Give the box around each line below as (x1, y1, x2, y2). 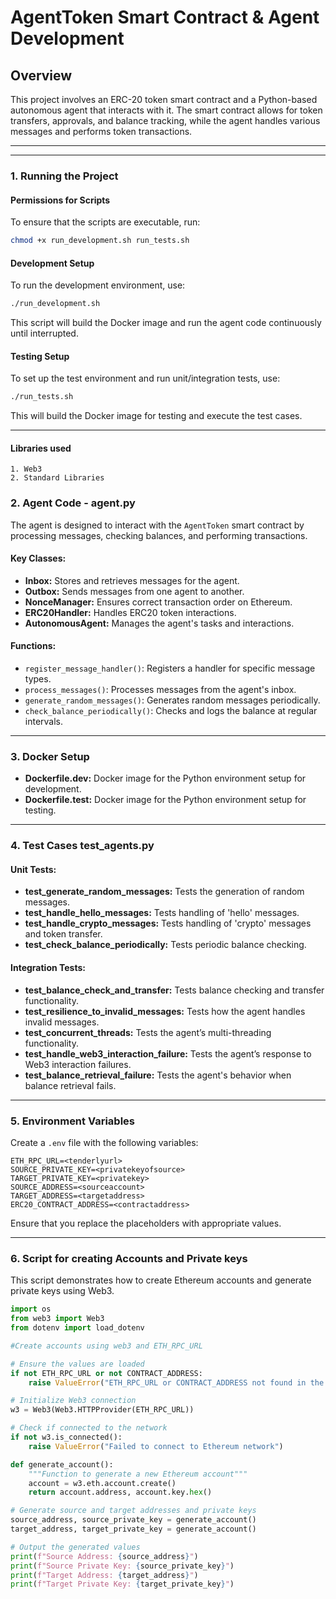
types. (24, 673, 52, 685)
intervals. (24, 716, 64, 728)
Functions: (10, 640, 57, 652)
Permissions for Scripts (10, 194, 111, 206)
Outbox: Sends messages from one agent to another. (24, 585, 245, 597)
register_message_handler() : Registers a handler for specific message (24, 662, 316, 675)
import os (10, 1304, 52, 1315)
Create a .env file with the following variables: (10, 1136, 199, 1148)
